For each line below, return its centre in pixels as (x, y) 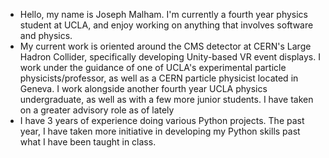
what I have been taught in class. (88, 142)
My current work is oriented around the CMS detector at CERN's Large (165, 46)
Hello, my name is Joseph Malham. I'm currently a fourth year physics (163, 14)
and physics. (46, 35)
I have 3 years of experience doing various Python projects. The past (162, 120)
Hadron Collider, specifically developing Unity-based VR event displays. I (170, 57)
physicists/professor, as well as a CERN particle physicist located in (159, 78)
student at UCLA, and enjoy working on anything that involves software (166, 25)
